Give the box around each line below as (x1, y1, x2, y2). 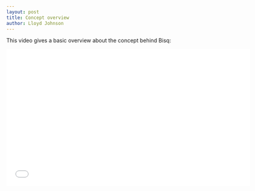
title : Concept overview (6, 15, 69, 21)
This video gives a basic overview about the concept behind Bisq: (6, 37, 172, 44)
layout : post (6, 9, 40, 15)
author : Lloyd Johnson (6, 20, 64, 26)
